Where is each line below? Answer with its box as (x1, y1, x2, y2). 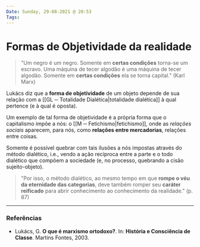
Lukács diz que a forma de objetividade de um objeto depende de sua (6, 90, 180, 97)
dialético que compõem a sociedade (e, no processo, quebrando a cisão (6, 157, 184, 164)
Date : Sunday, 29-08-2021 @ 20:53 (6, 8, 92, 15)
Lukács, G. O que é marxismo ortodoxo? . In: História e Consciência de (14, 227, 190, 235)
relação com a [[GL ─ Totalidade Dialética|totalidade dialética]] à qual (6, 96, 177, 103)
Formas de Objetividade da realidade (6, 40, 192, 53)
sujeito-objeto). (6, 163, 44, 170)
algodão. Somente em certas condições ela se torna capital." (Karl (20, 72, 185, 79)
